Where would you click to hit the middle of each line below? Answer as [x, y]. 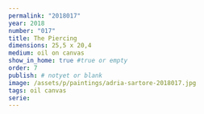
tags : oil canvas [37, 90]
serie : [19, 98]
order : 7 [23, 68]
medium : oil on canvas [46, 53]
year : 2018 [27, 23]
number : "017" [32, 31]
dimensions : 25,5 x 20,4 [50, 46]
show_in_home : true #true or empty [68, 61]
